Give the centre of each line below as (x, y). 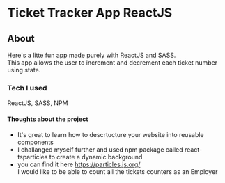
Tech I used (27, 88)
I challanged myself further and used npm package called (100, 149)
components (35, 142)
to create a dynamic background (96, 157)
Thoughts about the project (48, 119)
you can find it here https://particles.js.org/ (79, 164)
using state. (24, 70)
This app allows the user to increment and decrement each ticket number (113, 63)
